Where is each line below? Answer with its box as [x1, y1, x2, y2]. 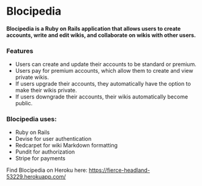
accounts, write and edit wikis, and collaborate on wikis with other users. [6, 31, 196, 39]
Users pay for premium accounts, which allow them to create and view [15, 67, 193, 75]
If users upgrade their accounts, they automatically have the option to [15, 80, 191, 87]
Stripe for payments [15, 155, 65, 162]
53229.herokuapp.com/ [6, 173, 66, 180]
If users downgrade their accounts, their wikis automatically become [15, 93, 189, 100]
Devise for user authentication [15, 135, 92, 143]
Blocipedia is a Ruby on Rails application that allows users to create [6, 24, 181, 32]
